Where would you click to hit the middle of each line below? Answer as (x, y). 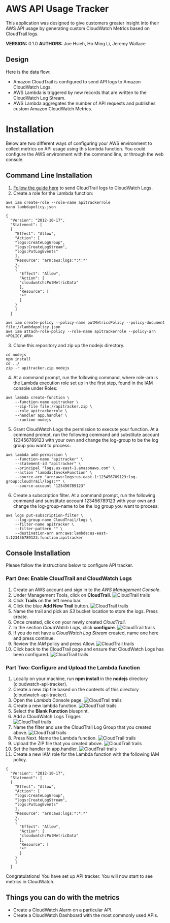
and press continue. (34, 638)
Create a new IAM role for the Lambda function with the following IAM (86, 754)
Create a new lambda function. (45, 705)
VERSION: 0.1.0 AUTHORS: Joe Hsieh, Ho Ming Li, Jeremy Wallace (76, 43)
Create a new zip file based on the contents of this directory (76, 689)
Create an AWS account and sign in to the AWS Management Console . (87, 590)
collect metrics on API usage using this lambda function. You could (76, 148)
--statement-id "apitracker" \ (48, 464)
